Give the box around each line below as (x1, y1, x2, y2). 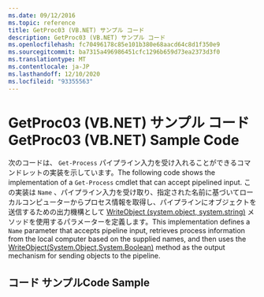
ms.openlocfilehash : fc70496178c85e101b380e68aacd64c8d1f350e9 (8, 41, 221, 49)
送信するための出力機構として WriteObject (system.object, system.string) (8, 207, 246, 217)
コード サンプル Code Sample (8, 276, 151, 289)
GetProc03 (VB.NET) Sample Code (8, 131, 240, 149)
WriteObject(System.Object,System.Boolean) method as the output (8, 243, 226, 252)
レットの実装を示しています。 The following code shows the (21, 168, 216, 177)
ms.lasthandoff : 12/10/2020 (8, 70, 101, 78)
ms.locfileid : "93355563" (8, 77, 93, 85)
